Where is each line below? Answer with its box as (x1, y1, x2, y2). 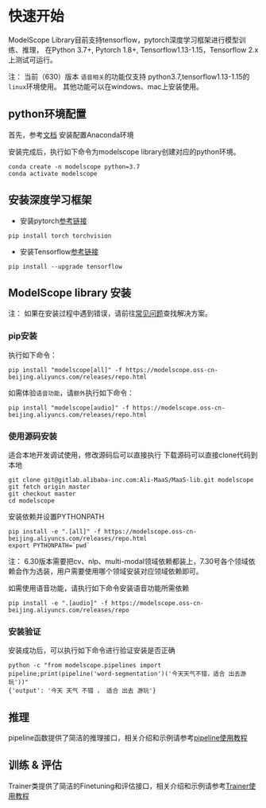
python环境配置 (8, 107, 87, 121)
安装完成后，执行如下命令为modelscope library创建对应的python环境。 (8, 146, 241, 156)
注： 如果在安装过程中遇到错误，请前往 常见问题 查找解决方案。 (8, 309, 212, 318)
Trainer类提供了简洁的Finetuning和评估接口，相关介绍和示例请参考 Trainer (8, 781, 249, 791)
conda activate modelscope (8, 169, 98, 177)
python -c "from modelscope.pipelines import (8, 662, 161, 670)
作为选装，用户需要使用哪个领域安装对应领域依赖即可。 (21, 566, 203, 576)
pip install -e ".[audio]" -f (8, 599, 109, 607)
